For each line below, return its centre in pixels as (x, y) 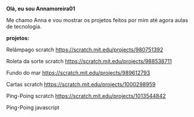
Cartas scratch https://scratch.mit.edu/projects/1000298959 (81, 84)
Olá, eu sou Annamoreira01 (41, 9)
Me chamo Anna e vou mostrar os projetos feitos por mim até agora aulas (97, 20)
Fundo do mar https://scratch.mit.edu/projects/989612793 (78, 73)
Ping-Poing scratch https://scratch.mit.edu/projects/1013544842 (86, 96)
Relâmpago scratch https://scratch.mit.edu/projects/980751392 (85, 50)
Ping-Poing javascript (33, 107)
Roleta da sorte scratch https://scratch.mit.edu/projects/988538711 (89, 61)
